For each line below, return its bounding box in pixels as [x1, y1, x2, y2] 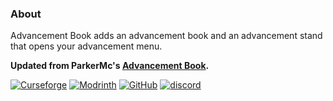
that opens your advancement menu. [10, 40, 163, 52]
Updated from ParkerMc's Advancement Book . [10, 60, 210, 72]
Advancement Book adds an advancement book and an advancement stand [10, 30, 323, 42]
